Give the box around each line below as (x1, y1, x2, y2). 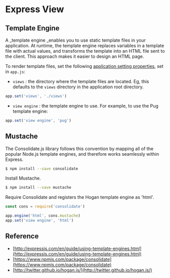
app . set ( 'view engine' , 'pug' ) (5, 118, 72, 123)
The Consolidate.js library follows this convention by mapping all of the (5, 146, 154, 152)
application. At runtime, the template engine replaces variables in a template (5, 43, 164, 49)
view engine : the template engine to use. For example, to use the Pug (12, 102, 159, 109)
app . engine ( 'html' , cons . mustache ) (5, 213, 81, 219)
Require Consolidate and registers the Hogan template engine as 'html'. (5, 194, 154, 200)
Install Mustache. (5, 175, 41, 181)
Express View (5, 4, 64, 15)
